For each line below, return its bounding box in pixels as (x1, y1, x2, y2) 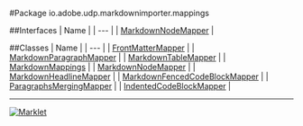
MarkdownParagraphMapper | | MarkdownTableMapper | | (9, 52, 226, 62)
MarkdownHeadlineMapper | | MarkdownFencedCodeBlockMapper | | (9, 71, 269, 82)
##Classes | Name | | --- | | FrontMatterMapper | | (9, 42, 196, 53)
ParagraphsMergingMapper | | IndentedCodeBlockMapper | (9, 81, 232, 91)
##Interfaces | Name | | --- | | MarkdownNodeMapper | (9, 25, 215, 35)
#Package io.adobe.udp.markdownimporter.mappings (9, 8, 210, 18)
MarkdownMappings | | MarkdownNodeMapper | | (9, 62, 196, 72)
